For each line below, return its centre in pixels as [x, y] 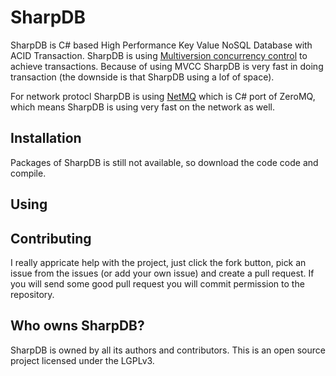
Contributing [51, 238]
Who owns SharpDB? [77, 326]
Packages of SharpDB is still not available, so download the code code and [164, 162]
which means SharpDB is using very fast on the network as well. [142, 107]
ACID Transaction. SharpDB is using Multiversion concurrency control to [159, 55]
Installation [46, 138]
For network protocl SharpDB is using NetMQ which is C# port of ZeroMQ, [163, 96]
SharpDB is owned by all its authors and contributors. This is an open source [168, 350]
